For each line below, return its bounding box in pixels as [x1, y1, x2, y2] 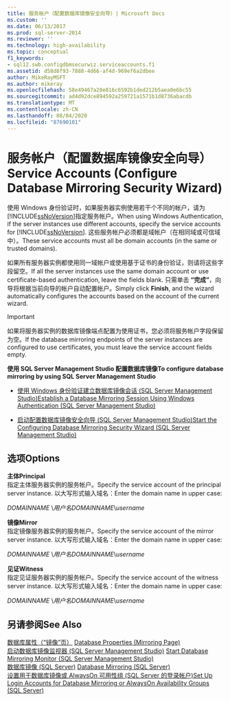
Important [7, 313, 35, 321]
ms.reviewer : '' [7, 36, 54, 43]
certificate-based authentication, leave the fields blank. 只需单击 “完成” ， [7, 276, 216, 284]
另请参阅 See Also [7, 619, 82, 630]
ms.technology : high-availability [7, 42, 106, 49]
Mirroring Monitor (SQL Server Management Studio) [7, 654, 154, 663]
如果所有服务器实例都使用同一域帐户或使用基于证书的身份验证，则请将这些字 [7, 258, 224, 267]
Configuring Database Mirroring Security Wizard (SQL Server [16, 423, 191, 432]
